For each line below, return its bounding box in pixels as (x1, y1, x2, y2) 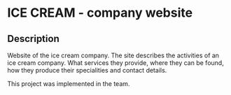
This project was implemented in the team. (7, 80, 130, 88)
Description (7, 33, 59, 45)
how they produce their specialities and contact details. (7, 66, 167, 74)
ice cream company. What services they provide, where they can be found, (7, 59, 224, 67)
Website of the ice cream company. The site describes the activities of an (7, 51, 219, 59)
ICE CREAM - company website (7, 5, 193, 21)
